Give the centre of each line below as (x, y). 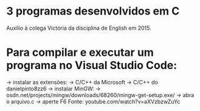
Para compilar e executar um (80, 52)
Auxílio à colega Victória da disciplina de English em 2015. (79, 28)
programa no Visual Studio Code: (92, 66)
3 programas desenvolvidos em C (93, 11)
